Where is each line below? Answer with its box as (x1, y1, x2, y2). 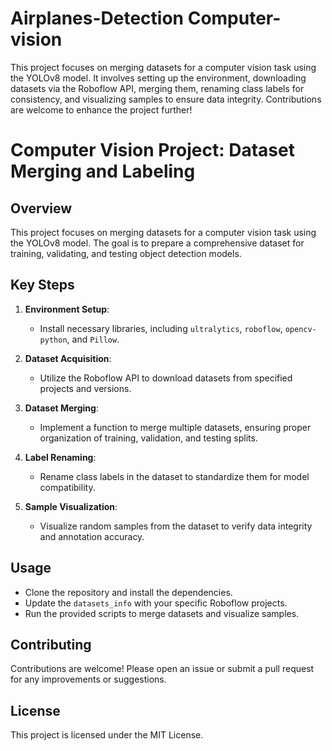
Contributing (10, 636, 92, 653)
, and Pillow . (66, 333, 120, 345)
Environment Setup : (24, 303, 110, 315)
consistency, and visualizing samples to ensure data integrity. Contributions (10, 93, 322, 105)
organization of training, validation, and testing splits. (39, 432, 258, 444)
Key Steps (10, 277, 75, 294)
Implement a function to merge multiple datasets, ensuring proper (39, 421, 312, 433)
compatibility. (39, 481, 96, 493)
